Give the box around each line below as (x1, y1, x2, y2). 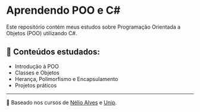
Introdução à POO (14, 63, 60, 70)
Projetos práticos (14, 82, 57, 89)
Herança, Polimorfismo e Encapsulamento (14, 75, 118, 82)
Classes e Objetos (14, 69, 60, 76)
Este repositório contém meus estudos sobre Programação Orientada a (6, 23, 181, 30)
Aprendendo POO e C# (6, 4, 121, 17)
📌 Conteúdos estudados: (6, 47, 100, 57)
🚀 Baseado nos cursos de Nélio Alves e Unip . (6, 99, 117, 106)
